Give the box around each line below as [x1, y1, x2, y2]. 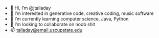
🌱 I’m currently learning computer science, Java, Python [10, 16, 129, 22]
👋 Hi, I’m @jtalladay [10, 5, 51, 11]
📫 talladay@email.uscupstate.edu [10, 27, 83, 33]
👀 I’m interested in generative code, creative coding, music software [10, 10, 154, 16]
